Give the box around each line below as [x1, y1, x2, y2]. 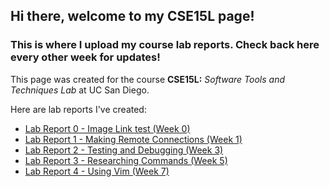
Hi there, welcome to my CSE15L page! [10, 8, 255, 25]
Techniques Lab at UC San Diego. [10, 84, 150, 96]
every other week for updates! [10, 50, 161, 64]
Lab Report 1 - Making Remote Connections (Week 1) [24, 133, 243, 145]
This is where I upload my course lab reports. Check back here [10, 38, 320, 52]
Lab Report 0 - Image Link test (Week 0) [24, 122, 191, 134]
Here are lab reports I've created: [10, 103, 147, 115]
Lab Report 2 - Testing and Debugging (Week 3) [24, 144, 224, 156]
